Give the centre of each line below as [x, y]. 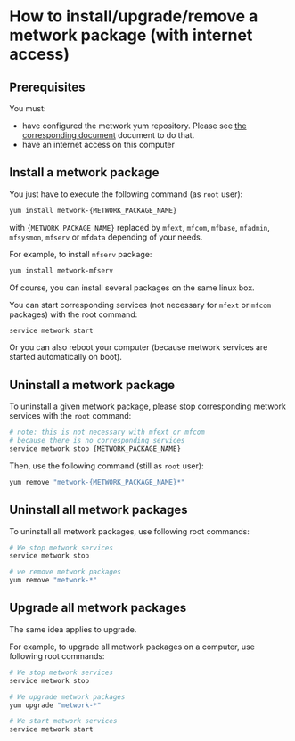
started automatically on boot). [66, 357]
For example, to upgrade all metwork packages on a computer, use [132, 647]
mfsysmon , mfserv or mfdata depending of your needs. [106, 237]
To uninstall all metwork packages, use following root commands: [129, 531]
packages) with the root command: [74, 314]
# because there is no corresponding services [97, 441]
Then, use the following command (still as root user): [107, 466]
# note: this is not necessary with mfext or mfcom [107, 432]
